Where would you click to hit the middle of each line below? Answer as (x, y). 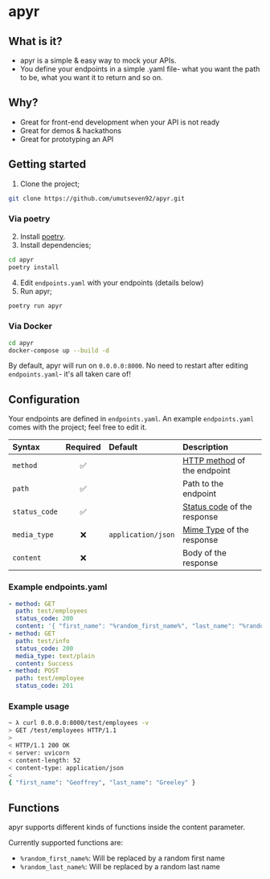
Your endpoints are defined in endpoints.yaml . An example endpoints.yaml (131, 419)
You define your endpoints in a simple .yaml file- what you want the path (140, 69)
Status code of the (217, 507)
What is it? (35, 41)
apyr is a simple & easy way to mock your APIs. (98, 60)
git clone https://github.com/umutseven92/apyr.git (96, 198)
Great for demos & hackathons (71, 130)
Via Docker (31, 326)
